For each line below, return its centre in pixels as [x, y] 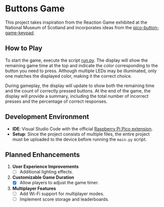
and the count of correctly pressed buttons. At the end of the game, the [78, 91]
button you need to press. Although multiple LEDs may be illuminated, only [81, 71]
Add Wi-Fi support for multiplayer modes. [62, 194]
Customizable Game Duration [43, 177]
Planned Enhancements [42, 154]
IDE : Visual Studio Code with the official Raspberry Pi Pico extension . [82, 128]
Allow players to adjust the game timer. [59, 183]
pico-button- [146, 27]
